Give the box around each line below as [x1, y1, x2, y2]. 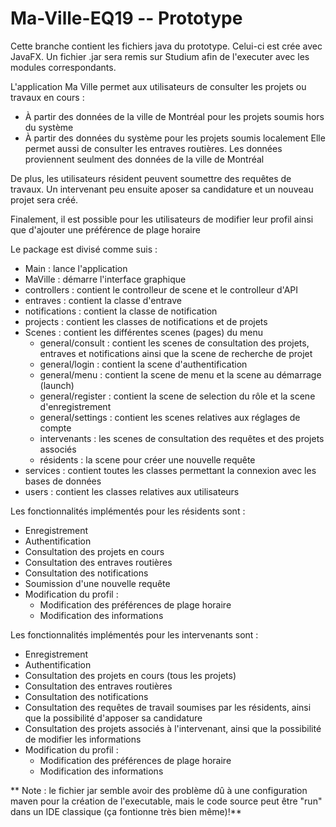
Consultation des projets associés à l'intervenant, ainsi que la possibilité [24, 722, 322, 734]
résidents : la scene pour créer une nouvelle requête [39, 453, 256, 466]
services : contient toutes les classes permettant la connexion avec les [24, 464, 317, 476]
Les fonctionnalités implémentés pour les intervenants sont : [10, 628, 259, 641]
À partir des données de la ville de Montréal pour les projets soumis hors [24, 110, 325, 122]
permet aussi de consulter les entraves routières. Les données [24, 142, 283, 154]
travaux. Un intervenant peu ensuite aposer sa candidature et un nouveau [10, 183, 314, 195]
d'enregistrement [39, 400, 112, 412]
